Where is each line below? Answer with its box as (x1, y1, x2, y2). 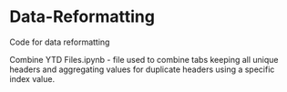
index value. (9, 73, 56, 84)
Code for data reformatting (9, 36, 110, 47)
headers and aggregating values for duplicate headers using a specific (9, 64, 275, 75)
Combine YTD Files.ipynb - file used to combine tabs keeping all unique (9, 54, 279, 65)
